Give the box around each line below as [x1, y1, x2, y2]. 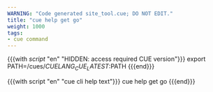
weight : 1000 [7, 23, 45, 30]
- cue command [7, 36, 49, 43]
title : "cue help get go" [7, 17, 82, 24]
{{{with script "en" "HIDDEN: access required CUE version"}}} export [7, 55, 206, 63]
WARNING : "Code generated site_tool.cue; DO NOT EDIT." [7, 10, 173, 17]
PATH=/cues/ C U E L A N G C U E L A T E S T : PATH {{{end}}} [7, 62, 155, 72]
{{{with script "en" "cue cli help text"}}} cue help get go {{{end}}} [7, 77, 196, 85]
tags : [7, 29, 23, 37]
